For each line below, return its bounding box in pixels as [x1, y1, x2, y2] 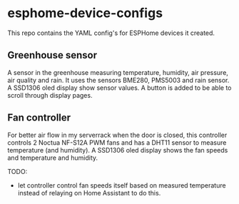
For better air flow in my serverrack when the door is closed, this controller [7, 131, 228, 139]
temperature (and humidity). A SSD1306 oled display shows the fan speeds [7, 146, 228, 154]
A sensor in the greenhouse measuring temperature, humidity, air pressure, [7, 68, 228, 76]
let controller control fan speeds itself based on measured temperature [17, 180, 226, 190]
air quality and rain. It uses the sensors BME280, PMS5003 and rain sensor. [7, 76, 230, 84]
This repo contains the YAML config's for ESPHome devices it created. [7, 29, 215, 37]
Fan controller [7, 112, 71, 124]
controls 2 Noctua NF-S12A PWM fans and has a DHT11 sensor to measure [7, 138, 227, 147]
